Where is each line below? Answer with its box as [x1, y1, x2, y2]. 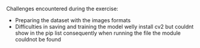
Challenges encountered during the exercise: [6, 5, 119, 12]
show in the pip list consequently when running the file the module [15, 29, 181, 37]
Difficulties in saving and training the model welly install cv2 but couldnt [15, 23, 194, 30]
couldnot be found [15, 36, 62, 43]
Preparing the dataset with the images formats [15, 17, 131, 23]
